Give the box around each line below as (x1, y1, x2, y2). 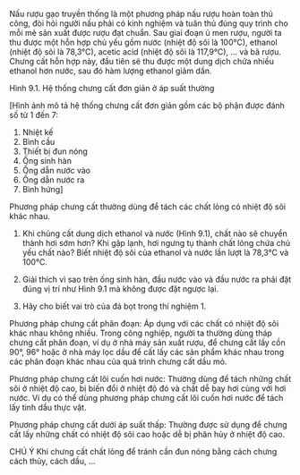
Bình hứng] (21, 184, 64, 194)
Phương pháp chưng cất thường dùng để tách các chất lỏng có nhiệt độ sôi (9, 201, 287, 212)
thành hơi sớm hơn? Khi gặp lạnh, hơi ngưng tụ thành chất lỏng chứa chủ (21, 238, 291, 248)
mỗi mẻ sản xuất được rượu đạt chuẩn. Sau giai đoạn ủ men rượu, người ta (9, 28, 282, 38)
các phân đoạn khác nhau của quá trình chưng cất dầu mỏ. (9, 356, 227, 367)
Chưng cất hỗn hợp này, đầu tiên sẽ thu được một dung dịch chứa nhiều (9, 56, 275, 66)
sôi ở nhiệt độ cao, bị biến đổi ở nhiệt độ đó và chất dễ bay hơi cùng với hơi (9, 383, 287, 394)
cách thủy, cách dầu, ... (9, 456, 96, 466)
